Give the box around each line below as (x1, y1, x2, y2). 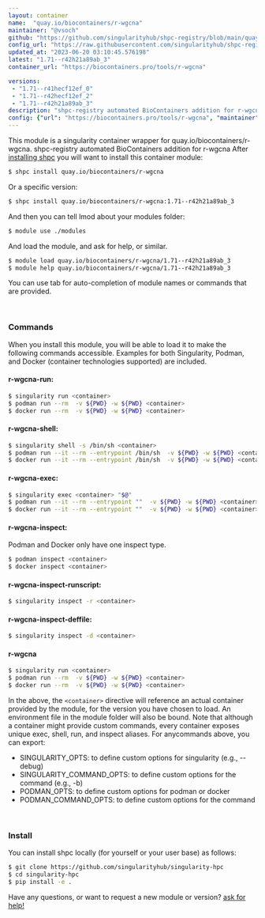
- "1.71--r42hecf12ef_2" (11, 92, 93, 100)
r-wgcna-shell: (8, 424, 59, 433)
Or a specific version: (8, 182, 78, 191)
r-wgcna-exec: (8, 473, 59, 482)
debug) (19, 761, 44, 771)
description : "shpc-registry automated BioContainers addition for (8, 107, 235, 115)
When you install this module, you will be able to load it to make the (8, 339, 227, 349)
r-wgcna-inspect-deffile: (8, 614, 92, 624)
